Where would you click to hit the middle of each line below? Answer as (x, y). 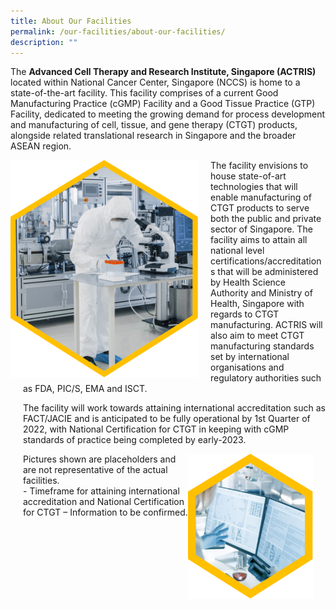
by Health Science (248, 282)
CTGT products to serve (260, 208)
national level (237, 251)
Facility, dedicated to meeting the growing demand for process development (168, 114)
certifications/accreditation (266, 261)
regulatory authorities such (266, 378)
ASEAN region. (41, 146)
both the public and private (266, 219)
